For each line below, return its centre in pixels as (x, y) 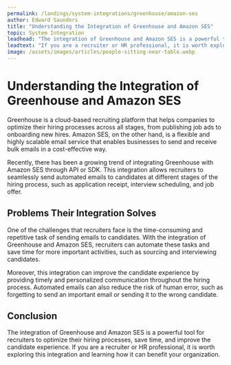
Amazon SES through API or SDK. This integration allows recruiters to (106, 169)
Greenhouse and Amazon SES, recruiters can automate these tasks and (108, 244)
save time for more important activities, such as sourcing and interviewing (112, 251)
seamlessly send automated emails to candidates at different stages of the (113, 177)
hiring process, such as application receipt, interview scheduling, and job (111, 184)
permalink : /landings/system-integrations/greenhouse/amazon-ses (102, 13)
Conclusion (32, 316)
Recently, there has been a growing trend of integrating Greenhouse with (110, 162)
